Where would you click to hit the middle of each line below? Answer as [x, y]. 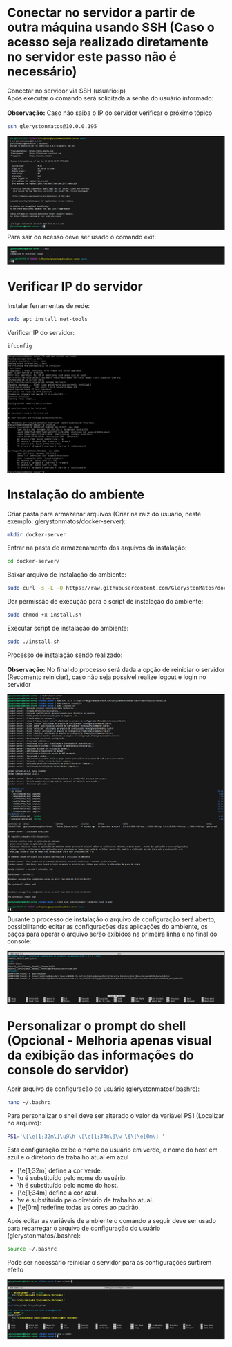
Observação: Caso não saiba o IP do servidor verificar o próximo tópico [110, 113]
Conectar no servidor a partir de [101, 13]
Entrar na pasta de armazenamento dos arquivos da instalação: [97, 548]
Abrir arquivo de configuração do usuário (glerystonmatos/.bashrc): [104, 1089]
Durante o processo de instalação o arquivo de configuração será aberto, [112, 919]
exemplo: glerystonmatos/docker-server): [67, 521]
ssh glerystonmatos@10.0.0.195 [52, 126]
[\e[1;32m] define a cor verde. [60, 1170]
